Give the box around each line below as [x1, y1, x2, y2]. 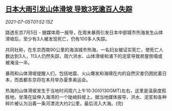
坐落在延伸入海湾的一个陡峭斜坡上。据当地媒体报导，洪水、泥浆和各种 [18, 94, 167, 100]
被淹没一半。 [5, 59, 32, 65]
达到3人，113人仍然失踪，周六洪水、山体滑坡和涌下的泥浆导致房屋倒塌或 [9, 53, 163, 59]
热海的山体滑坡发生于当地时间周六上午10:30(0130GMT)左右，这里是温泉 [5, 87, 158, 94]
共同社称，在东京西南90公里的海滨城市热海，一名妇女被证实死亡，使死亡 [5, 47, 159, 53]
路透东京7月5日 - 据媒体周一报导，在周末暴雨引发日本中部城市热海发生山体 [5, 29, 163, 35]
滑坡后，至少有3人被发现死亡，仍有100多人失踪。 [5, 35, 110, 42]
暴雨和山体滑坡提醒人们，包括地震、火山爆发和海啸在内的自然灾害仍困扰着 [5, 70, 162, 76]
